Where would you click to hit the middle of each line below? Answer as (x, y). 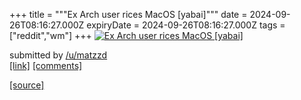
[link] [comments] (46, 65)
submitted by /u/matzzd (58, 55)
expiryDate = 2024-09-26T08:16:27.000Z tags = (186, 25)
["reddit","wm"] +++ (50, 35)
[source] (27, 85)
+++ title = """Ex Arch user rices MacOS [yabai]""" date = (128, 14)
